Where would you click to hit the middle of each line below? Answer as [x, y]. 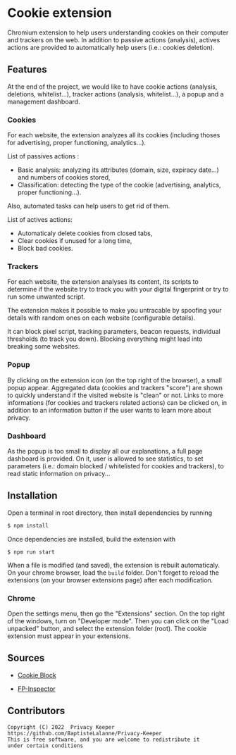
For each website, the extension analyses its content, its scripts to [103, 282]
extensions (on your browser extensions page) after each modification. [110, 580]
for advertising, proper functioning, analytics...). [77, 143]
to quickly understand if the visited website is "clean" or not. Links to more [116, 395]
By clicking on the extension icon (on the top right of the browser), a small [114, 380]
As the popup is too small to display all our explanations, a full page [105, 451]
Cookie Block [37, 675]
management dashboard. [44, 101]
